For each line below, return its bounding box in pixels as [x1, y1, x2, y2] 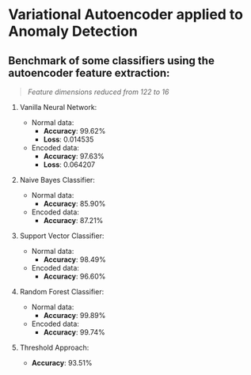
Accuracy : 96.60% [43, 271, 106, 281]
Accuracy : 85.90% [43, 199, 106, 208]
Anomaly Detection [8, 22, 139, 40]
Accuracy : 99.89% [43, 311, 106, 320]
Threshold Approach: [19, 343, 89, 352]
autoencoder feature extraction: [8, 66, 170, 80]
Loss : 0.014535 [43, 134, 94, 144]
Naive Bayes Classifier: [19, 176, 95, 184]
